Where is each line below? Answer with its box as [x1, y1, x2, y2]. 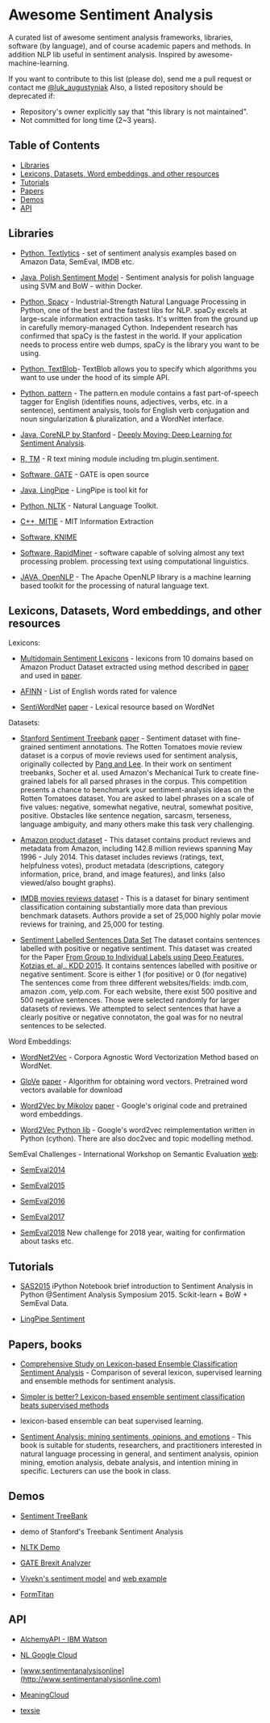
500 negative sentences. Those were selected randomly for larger [19, 995, 240, 1005]
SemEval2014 [19, 1165, 66, 1175]
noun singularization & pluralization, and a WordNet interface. [19, 414, 224, 424]
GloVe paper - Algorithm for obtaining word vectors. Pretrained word [19, 1077, 248, 1087]
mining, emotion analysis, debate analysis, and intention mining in [19, 1458, 239, 1467]
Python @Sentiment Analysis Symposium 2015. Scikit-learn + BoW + [19, 1290, 248, 1299]
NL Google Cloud [19, 1649, 78, 1659]
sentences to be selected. [19, 1021, 106, 1031]
